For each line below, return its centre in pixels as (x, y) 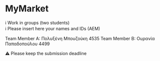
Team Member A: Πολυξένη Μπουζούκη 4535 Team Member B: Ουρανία (80, 38)
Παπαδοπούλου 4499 (27, 44)
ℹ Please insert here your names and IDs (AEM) (53, 28)
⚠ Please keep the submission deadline (46, 53)
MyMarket (27, 9)
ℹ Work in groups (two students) (37, 22)
